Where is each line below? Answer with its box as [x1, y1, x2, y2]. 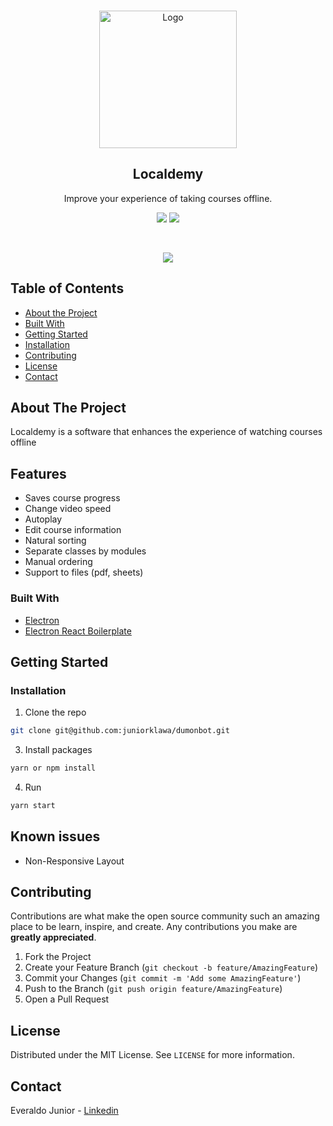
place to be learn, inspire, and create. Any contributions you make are [10, 921, 298, 933]
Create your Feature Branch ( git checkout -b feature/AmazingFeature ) [24, 961, 319, 974]
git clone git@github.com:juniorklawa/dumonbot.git [10, 726, 230, 736]
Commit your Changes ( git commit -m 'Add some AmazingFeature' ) [24, 972, 302, 984]
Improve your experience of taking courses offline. [63, 192, 273, 204]
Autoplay [24, 513, 63, 525]
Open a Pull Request [24, 993, 110, 1005]
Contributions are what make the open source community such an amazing [10, 910, 320, 922]
